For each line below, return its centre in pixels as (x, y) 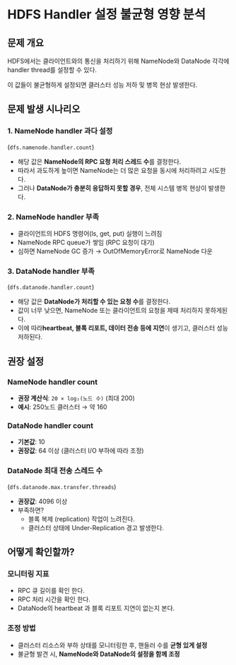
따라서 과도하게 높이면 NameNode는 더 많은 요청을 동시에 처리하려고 (112, 170)
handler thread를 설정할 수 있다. (52, 70)
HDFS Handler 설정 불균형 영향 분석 (107, 14)
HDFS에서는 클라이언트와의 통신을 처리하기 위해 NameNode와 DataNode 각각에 (118, 61)
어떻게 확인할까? (41, 552)
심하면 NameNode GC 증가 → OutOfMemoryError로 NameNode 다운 (115, 251)
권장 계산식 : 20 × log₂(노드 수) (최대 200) (76, 398)
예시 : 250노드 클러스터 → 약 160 (62, 407)
